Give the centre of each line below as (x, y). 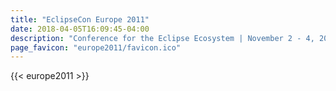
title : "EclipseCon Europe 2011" (80, 19)
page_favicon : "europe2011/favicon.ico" (96, 47)
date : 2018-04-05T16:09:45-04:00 (80, 29)
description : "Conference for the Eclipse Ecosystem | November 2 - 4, (162, 38)
